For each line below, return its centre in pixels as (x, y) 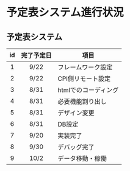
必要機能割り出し (82, 101)
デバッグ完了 (76, 147)
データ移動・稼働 (82, 159)
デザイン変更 (76, 113)
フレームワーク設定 (85, 67)
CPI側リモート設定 (84, 79)
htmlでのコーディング (88, 90)
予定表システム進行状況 (65, 12)
